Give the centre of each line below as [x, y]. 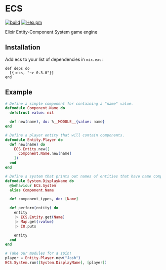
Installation [23, 47]
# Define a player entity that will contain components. [65, 135]
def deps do [17, 68]
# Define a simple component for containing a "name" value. [69, 104]
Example [19, 92]
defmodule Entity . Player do [34, 140]
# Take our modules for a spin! [38, 253]
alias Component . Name [32, 190]
